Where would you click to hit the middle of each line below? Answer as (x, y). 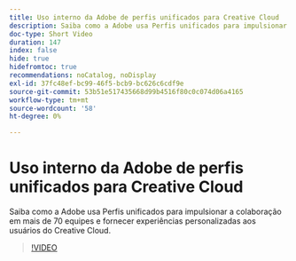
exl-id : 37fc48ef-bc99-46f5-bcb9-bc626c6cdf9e (97, 83)
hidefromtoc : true (43, 67)
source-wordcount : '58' (53, 108)
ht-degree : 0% (35, 116)
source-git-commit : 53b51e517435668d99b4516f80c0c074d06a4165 (126, 91)
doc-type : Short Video (51, 34)
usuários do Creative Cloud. (60, 231)
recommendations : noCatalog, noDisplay (83, 75)
